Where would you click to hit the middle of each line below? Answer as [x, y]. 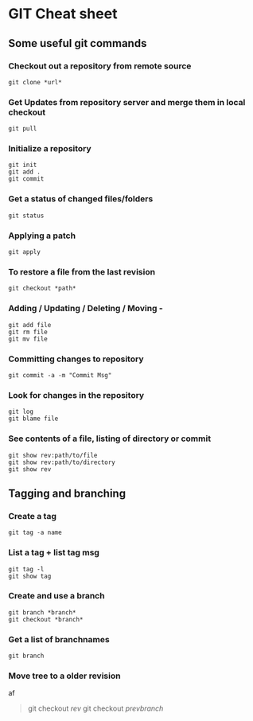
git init [23, 165]
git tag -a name [35, 533]
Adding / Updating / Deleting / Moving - [86, 309]
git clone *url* [35, 82]
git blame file [33, 419]
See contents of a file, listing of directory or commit [110, 438]
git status [26, 216]
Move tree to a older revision [64, 676]
